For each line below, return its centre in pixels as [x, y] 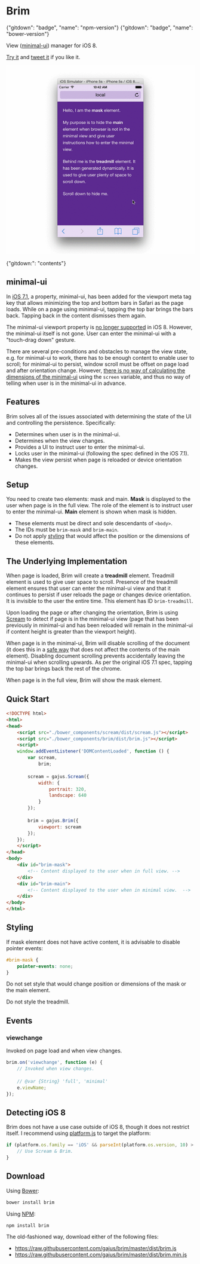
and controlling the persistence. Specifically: [61, 423]
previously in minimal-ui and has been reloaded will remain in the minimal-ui [99, 625]
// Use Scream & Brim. [45, 1152]
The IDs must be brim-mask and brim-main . [67, 530]
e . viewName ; [32, 1088]
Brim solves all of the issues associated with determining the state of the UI [99, 416]
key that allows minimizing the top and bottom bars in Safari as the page [95, 302]
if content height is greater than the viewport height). [71, 632]
